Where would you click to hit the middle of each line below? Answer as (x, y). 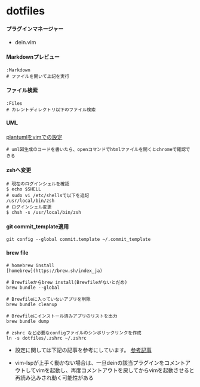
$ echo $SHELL (24, 189)
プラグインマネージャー (35, 29)
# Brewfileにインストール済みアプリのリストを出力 (62, 316)
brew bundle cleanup (32, 304)
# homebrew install (30, 265)
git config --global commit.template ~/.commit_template (79, 240)
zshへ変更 (19, 170)
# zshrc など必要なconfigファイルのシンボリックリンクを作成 (74, 333)
